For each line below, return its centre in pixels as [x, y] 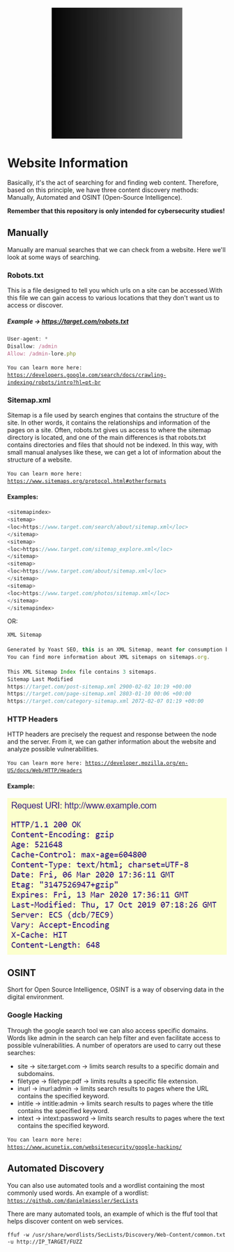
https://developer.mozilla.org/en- [136, 763]
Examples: [23, 496]
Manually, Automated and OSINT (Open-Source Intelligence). [95, 197]
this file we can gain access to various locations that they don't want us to [114, 298]
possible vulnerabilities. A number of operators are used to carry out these [114, 1045]
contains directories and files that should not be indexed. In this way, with [112, 445]
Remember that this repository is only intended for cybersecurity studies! [116, 211]
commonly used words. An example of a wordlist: [78, 1193]
